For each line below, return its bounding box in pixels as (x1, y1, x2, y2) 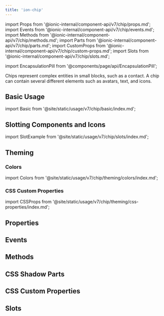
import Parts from (59, 37, 96, 43)
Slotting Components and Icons (5, 120, 106, 129)
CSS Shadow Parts (5, 270, 65, 278)
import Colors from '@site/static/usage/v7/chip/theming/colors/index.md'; (5, 174, 158, 181)
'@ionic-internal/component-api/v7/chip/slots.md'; (5, 53, 110, 59)
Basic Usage (5, 92, 45, 101)
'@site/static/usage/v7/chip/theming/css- (52, 199, 139, 205)
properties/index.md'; (5, 204, 50, 210)
